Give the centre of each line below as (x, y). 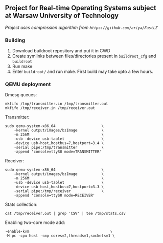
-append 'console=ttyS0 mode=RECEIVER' (55, 196)
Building (15, 40)
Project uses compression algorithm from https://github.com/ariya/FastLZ (81, 27)
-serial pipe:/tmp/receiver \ (59, 191)
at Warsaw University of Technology (62, 16)
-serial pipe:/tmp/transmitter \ (59, 148)
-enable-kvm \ (59, 232)
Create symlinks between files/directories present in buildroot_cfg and (84, 56)
